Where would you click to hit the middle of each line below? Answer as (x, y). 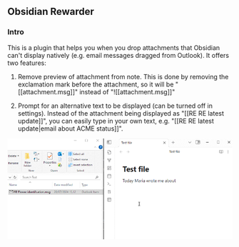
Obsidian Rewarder (51, 12)
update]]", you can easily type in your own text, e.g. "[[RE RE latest (116, 121)
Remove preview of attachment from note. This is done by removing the (123, 76)
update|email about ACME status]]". (70, 128)
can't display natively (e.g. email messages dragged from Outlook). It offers (118, 55)
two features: (27, 63)
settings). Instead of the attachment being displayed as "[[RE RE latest (121, 113)
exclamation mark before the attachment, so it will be (96, 84)
